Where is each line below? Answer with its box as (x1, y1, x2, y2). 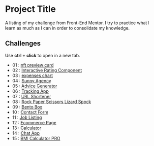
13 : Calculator (12, 125, 42, 131)
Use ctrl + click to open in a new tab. (5, 52, 80, 58)
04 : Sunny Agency (12, 77, 52, 83)
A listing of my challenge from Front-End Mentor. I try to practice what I (5, 20, 150, 26)
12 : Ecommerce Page (12, 119, 57, 125)
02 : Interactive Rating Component (12, 67, 82, 73)
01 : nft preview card (12, 62, 54, 68)
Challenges (5, 39, 41, 48)
